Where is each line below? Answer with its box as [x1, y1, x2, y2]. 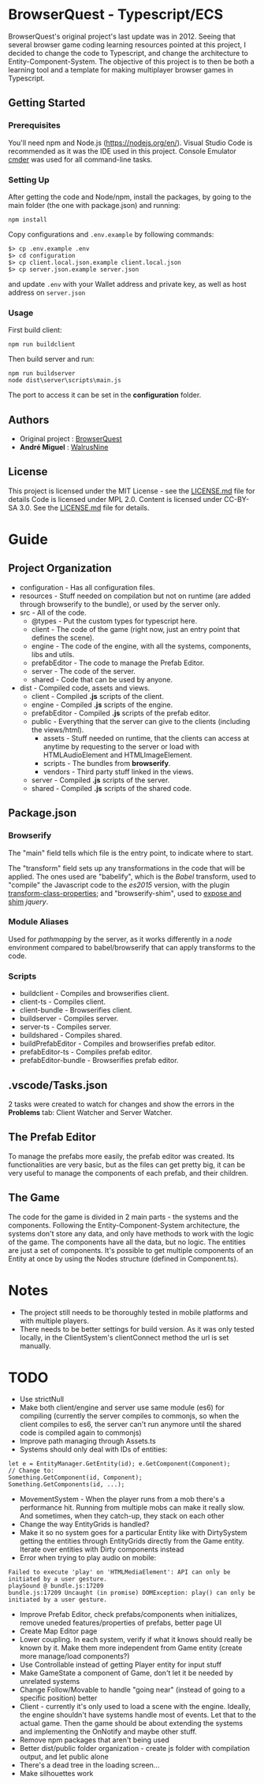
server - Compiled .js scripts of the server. [31, 775, 170, 785]
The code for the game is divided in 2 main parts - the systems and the [8, 1212, 239, 1221]
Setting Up [8, 174, 50, 185]
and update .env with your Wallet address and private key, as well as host [8, 279, 247, 288]
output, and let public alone [19, 1752, 109, 1762]
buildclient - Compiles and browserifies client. [19, 989, 169, 998]
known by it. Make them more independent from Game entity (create [19, 1643, 243, 1652]
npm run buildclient [8, 340, 76, 348]
